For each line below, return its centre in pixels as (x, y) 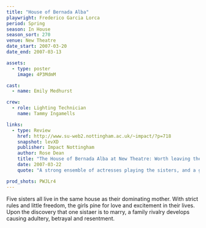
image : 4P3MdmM (37, 74)
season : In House (29, 29)
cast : (13, 85)
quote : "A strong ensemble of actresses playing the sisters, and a (107, 170)
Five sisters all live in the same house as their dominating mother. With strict (102, 199)
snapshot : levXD (38, 142)
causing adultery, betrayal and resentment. (61, 218)
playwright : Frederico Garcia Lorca (53, 18)
